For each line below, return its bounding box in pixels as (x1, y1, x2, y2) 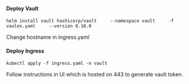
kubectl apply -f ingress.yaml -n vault (6, 60, 108, 67)
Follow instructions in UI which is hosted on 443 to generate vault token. (6, 71, 184, 78)
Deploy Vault (6, 5, 39, 12)
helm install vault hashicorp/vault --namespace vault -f (6, 18, 174, 24)
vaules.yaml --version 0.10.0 (6, 23, 92, 29)
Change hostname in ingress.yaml (6, 33, 90, 41)
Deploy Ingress (6, 47, 45, 54)
